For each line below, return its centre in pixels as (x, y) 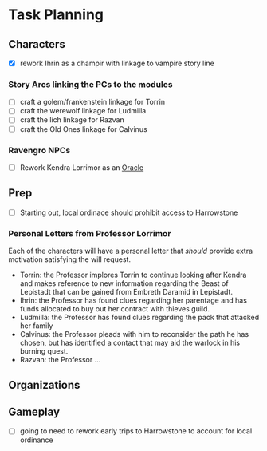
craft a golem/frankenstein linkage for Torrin (92, 102)
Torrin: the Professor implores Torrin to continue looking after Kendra (133, 275)
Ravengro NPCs (39, 150)
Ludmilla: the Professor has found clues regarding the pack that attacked (139, 318)
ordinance (36, 440)
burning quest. (44, 351)
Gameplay (34, 411)
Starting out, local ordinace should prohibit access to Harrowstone (129, 212)
